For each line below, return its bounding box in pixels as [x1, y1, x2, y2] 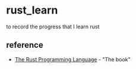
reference [6, 40, 43, 50]
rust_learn [6, 4, 58, 17]
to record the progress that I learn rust [6, 23, 100, 30]
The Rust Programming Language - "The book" [14, 55, 131, 63]
